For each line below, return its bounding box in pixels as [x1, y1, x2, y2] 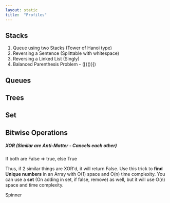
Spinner [5, 192, 22, 198]
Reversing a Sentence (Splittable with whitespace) [12, 50, 120, 56]
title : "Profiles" [5, 12, 47, 17]
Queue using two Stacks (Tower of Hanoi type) [12, 45, 112, 51]
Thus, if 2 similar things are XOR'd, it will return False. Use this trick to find [5, 165, 163, 172]
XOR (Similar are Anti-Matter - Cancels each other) [5, 143, 117, 149]
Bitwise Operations [5, 128, 68, 137]
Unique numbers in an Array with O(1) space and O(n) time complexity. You [5, 171, 165, 177]
